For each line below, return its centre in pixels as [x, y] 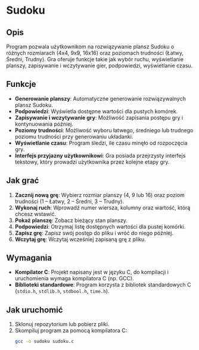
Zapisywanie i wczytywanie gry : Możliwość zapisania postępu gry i [99, 117]
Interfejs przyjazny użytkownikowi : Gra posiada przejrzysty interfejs [100, 155]
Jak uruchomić [35, 310]
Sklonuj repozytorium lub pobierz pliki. [62, 324]
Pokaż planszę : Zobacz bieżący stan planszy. [71, 220]
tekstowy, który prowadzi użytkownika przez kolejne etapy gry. [92, 162]
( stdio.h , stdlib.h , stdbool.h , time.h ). [62, 291]
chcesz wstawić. [35, 214]
